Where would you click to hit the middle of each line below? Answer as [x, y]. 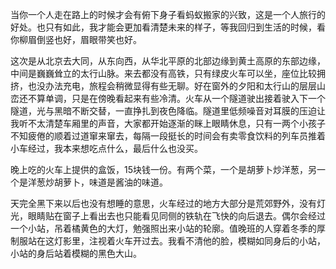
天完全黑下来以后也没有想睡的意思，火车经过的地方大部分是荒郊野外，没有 [163, 203]
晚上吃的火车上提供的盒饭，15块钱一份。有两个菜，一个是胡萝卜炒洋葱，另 [163, 169]
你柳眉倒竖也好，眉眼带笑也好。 [76, 39]
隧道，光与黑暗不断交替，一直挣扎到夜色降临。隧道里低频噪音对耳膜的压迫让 [168, 111]
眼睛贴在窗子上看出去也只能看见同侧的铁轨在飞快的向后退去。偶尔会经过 [176, 216]
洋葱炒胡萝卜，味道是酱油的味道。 [97, 182]
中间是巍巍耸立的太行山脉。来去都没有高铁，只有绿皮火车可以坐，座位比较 [163, 73]
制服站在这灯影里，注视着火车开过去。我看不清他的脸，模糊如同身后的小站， [168, 241]
